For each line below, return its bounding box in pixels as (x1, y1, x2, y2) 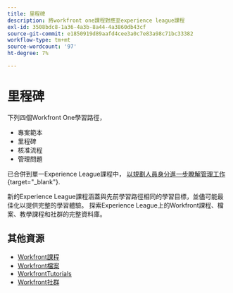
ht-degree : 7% (7, 50, 49, 57)
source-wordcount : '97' (7, 43, 77, 50)
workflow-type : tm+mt (7, 37, 71, 44)
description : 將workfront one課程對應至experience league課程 (7, 17, 185, 24)
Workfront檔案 (17, 261, 60, 270)
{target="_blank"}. (7, 177, 61, 186)
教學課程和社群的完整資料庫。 (19, 210, 106, 218)
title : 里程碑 (7, 10, 46, 18)
